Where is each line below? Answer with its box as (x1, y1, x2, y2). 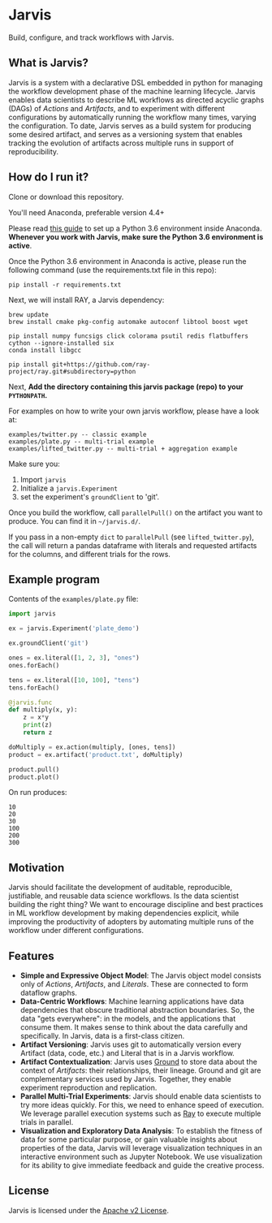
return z (23, 728, 53, 737)
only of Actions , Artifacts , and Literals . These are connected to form (19, 979, 249, 988)
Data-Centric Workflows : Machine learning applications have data (19, 996, 244, 1006)
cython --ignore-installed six (8, 339, 114, 347)
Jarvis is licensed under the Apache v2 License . (8, 1205, 169, 1215)
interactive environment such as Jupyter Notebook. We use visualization (19, 1152, 263, 1161)
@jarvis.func (8, 698, 53, 707)
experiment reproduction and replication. (19, 1083, 158, 1092)
